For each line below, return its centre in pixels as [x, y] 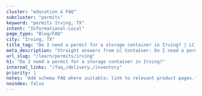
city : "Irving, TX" [31, 39]
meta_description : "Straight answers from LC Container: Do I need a [95, 51]
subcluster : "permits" [35, 17]
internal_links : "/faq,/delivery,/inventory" [64, 67]
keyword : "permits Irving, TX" [45, 23]
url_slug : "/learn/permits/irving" [51, 56]
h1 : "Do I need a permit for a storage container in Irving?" [86, 61]
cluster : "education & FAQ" [41, 12]
